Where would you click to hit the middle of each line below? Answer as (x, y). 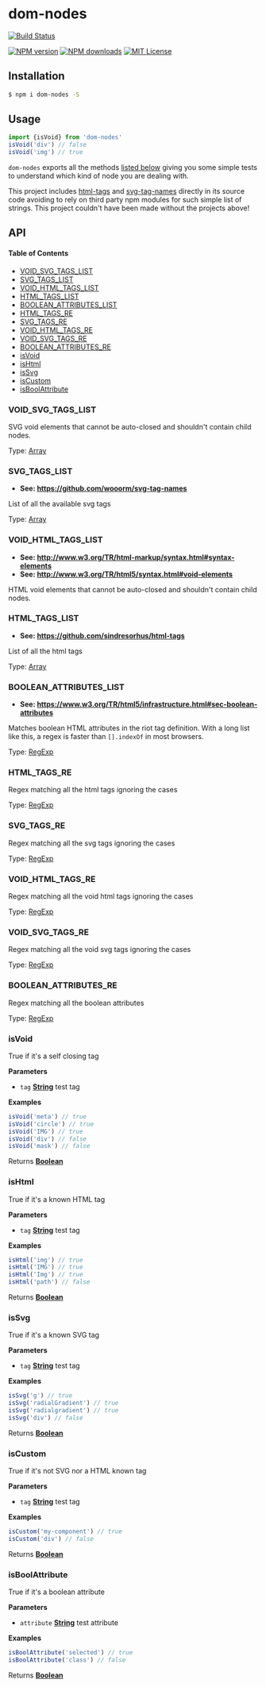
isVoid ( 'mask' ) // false (49, 1146)
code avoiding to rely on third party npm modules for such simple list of (125, 200)
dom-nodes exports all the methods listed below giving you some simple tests (133, 168)
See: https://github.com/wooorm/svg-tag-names (103, 488)
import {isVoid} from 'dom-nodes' (66, 137)
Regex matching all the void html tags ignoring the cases (101, 896)
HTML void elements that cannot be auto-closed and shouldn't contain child (133, 589)
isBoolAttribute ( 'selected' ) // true (71, 1653)
